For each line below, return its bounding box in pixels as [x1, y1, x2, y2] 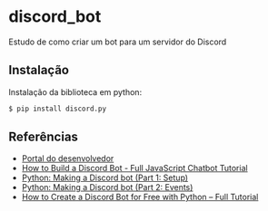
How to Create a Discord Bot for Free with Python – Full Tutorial [21, 192, 259, 203]
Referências [8, 129, 79, 145]
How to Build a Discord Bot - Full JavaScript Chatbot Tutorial [21, 163, 248, 174]
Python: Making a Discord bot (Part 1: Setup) [21, 172, 188, 183]
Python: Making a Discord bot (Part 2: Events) [21, 182, 194, 193]
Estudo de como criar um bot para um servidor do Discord [8, 36, 227, 47]
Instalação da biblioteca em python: [8, 86, 143, 97]
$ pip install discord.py [8, 104, 106, 113]
